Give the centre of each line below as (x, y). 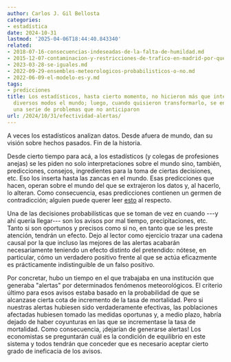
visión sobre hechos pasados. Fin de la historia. (75, 142)
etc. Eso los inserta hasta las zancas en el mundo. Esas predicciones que (111, 178)
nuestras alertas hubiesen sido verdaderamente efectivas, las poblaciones (112, 307)
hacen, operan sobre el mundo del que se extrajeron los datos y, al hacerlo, (114, 185)
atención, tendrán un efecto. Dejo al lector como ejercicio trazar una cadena (115, 235)
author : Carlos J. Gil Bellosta (53, 13)
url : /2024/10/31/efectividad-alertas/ (64, 116)
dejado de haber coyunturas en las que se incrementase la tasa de (101, 321)
